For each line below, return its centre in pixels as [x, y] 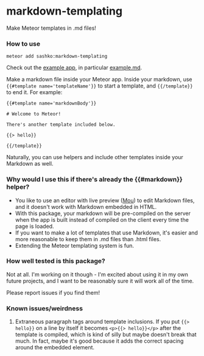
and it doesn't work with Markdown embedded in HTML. [86, 207]
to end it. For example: [34, 92]
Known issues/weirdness [45, 308]
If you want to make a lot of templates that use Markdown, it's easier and [106, 233]
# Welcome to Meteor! [34, 114]
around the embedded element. [55, 347]
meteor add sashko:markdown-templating [57, 56]
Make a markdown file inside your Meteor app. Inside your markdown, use [99, 80]
